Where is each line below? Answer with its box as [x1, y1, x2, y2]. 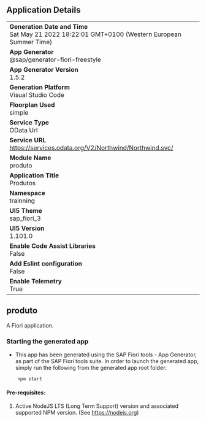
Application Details [6, 5, 81, 15]
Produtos [9, 178, 36, 187]
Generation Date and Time [9, 22, 88, 31]
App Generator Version [9, 65, 78, 74]
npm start [17, 375, 43, 382]
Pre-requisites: [6, 389, 46, 396]
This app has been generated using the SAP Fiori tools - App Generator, [15, 351, 197, 358]
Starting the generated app [6, 337, 89, 345]
